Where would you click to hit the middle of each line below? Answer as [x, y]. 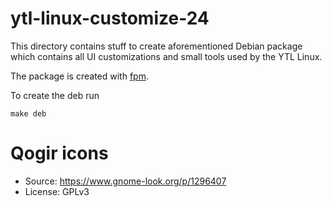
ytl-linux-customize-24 [110, 18]
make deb [28, 113]
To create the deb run [55, 95]
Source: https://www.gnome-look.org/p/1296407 [125, 181]
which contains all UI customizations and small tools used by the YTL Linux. [166, 56]
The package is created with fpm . [79, 76]
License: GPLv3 [57, 191]
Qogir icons [59, 153]
